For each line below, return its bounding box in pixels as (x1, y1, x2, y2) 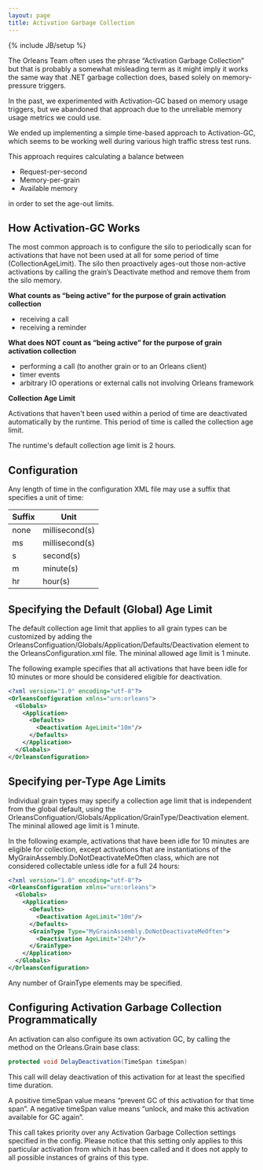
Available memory (19, 183, 79, 193)
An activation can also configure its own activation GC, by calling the (8, 1034, 231, 1043)
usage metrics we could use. (8, 112, 102, 122)
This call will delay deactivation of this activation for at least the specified (8, 1072, 245, 1081)
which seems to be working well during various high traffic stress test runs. (8, 136, 252, 145)
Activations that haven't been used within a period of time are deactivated (8, 409, 247, 418)
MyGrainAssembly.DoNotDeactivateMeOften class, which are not (8, 852, 220, 862)
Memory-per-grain (19, 175, 80, 185)
